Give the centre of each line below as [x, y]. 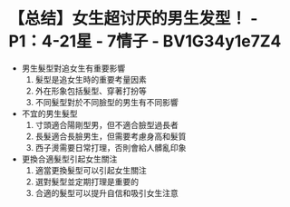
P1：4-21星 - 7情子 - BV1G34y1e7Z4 [145, 41]
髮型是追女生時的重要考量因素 [91, 79]
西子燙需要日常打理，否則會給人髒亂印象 [111, 147]
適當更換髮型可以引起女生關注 [91, 170]
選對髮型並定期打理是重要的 [87, 182]
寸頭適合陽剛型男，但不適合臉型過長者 [106, 124]
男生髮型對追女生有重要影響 [73, 68]
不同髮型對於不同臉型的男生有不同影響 [106, 102]
